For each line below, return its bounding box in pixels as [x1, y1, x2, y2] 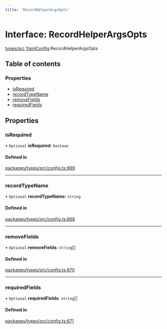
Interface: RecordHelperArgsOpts [5, 28, 148, 40]
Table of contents [5, 59, 61, 68]
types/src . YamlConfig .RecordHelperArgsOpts [5, 45, 98, 51]
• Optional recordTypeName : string [5, 193, 81, 199]
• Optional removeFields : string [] [5, 244, 76, 250]
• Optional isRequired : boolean [5, 143, 69, 149]
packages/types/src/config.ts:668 [5, 216, 76, 222]
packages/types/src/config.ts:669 [5, 165, 76, 171]
